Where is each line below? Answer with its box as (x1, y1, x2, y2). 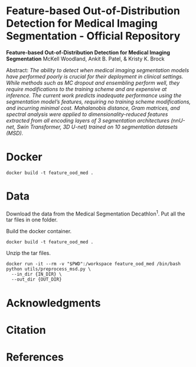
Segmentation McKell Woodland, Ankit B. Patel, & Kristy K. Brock (6, 55, 165, 62)
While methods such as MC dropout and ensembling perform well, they (6, 79, 180, 86)
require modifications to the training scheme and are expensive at (6, 85, 167, 92)
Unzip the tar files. (6, 250, 51, 257)
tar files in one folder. (6, 216, 58, 223)
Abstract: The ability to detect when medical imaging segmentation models (6, 66, 190, 73)
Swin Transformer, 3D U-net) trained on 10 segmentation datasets (17, 123, 178, 130)
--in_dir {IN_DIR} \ (11, 271, 62, 278)
